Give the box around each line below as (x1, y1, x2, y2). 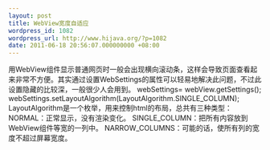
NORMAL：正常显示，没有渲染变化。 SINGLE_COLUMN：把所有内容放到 (8, 113, 248, 123)
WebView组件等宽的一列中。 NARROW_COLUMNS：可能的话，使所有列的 (8, 124, 253, 133)
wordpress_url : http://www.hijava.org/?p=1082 (8, 34, 167, 43)
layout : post (8, 11, 52, 20)
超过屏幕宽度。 (22, 133, 72, 143)
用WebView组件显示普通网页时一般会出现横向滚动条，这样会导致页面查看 (8, 65, 251, 75)
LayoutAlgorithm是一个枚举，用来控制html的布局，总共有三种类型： (8, 103, 232, 113)
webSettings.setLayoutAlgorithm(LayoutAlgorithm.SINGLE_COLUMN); (8, 94, 239, 103)
